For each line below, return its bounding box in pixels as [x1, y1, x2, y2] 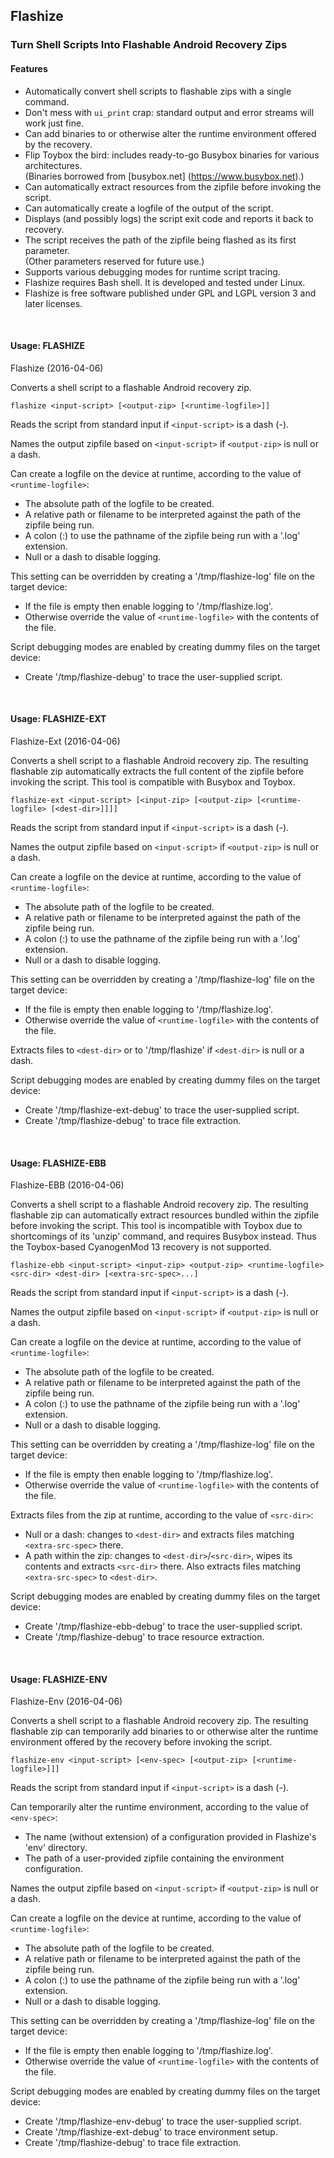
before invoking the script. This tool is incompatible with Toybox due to [10, 1220, 303, 1232]
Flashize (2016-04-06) [10, 362, 104, 374]
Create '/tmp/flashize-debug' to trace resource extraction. [24, 1631, 265, 1643]
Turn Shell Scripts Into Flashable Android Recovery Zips [10, 38, 288, 52]
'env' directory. [24, 1842, 88, 1854]
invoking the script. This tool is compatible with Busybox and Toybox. [10, 775, 296, 788]
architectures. [24, 159, 83, 171]
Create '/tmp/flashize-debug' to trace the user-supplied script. [24, 670, 283, 683]
